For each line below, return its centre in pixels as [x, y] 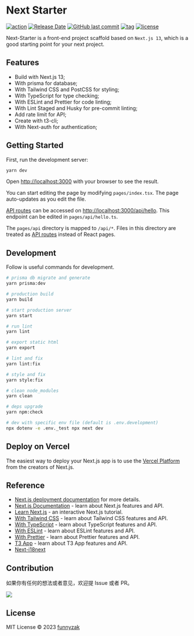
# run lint [19, 326]
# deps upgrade [25, 407]
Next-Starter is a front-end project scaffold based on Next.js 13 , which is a [97, 38]
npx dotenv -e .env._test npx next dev [55, 428]
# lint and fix [25, 358]
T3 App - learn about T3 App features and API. [71, 543]
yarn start [19, 315]
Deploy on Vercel [38, 447]
